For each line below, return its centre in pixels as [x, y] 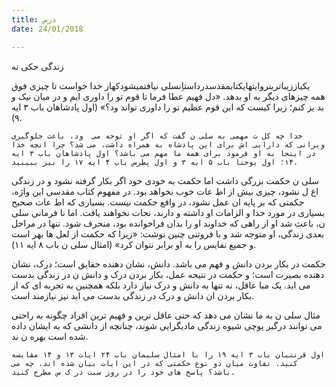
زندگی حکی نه [37, 66]
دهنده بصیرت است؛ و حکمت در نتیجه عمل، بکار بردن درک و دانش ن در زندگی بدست [168, 274]
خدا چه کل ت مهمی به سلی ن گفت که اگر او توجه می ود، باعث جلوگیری [157, 136]
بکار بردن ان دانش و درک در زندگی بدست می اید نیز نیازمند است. [133, 295]
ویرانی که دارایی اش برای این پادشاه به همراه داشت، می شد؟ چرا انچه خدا [168, 144]
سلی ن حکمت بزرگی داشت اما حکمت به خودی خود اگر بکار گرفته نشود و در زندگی [165, 180]
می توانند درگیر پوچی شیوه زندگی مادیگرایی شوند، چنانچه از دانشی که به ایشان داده [167, 325]
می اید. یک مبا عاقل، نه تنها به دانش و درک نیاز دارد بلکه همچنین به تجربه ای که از [161, 285]
